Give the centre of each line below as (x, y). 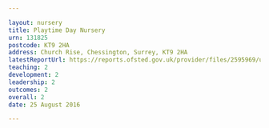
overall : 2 (26, 97)
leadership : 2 (32, 82)
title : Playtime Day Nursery (57, 30)
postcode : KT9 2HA (39, 45)
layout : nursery (35, 22)
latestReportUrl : (37, 60)
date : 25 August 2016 (44, 105)
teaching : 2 (28, 68)
